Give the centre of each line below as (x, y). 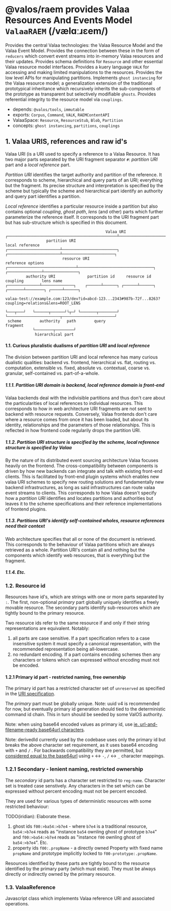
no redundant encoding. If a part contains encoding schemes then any (87, 654)
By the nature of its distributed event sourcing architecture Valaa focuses (82, 460)
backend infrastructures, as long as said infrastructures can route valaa (80, 487)
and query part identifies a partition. (43, 196)
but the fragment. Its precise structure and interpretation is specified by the (84, 185)
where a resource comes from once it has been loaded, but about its (77, 419)
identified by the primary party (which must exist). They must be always (81, 869)
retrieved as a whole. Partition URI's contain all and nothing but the (75, 550)
